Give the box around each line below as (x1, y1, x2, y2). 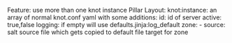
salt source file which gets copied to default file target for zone (7, 28, 189, 36)
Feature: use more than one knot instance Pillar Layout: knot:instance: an (7, 6, 217, 14)
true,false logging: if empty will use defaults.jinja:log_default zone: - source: (7, 21, 226, 28)
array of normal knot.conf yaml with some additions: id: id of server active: (7, 13, 222, 21)
